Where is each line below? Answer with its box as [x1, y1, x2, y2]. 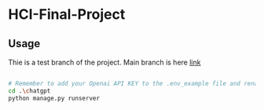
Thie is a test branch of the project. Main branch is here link [8, 57, 201, 67]
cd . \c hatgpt [8, 86, 51, 95]
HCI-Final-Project [8, 5, 126, 24]
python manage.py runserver [8, 94, 101, 102]
